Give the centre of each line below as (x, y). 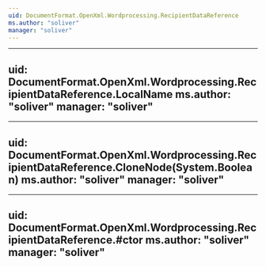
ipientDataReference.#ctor (76, 241)
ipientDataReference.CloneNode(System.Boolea (131, 167)
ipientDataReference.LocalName (91, 94)
